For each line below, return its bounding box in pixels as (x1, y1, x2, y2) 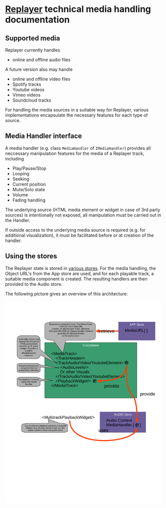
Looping (12, 170, 30, 176)
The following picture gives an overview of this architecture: (5, 290, 128, 297)
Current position (12, 181, 46, 187)
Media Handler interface (5, 132, 82, 140)
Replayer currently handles (5, 47, 61, 53)
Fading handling (12, 197, 46, 203)
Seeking (12, 176, 30, 182)
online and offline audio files (12, 57, 71, 63)
